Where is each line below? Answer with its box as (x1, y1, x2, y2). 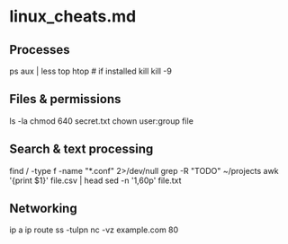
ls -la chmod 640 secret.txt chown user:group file (9, 115, 193, 126)
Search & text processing (9, 142, 154, 157)
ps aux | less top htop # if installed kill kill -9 (9, 65, 173, 76)
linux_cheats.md (9, 6, 137, 27)
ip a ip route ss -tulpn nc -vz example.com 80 (9, 224, 179, 235)
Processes (9, 42, 70, 57)
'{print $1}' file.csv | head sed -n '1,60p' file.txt (9, 175, 182, 186)
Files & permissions (9, 91, 121, 107)
